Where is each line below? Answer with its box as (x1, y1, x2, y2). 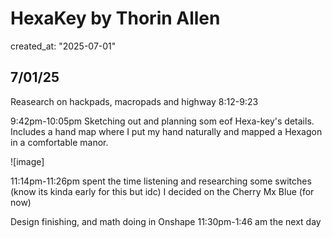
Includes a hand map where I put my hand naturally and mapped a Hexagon (10, 125, 323, 137)
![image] (10, 155, 45, 167)
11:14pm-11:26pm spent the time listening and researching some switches (10, 175, 312, 187)
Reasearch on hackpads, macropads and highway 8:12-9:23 (10, 95, 259, 107)
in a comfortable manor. (10, 136, 109, 148)
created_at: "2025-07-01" (10, 40, 117, 52)
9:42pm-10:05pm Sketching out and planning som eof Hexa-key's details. (10, 115, 315, 127)
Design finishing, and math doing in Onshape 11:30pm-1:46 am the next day (10, 215, 322, 227)
